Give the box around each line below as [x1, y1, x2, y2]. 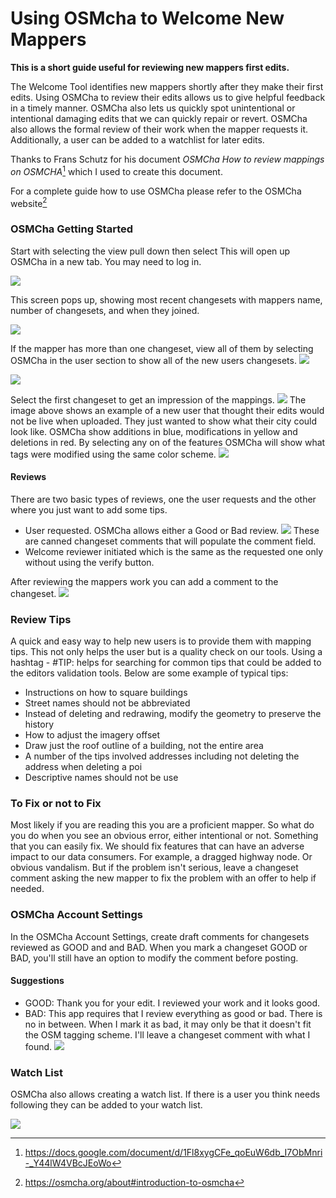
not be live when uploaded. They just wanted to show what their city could [10, 415, 318, 427]
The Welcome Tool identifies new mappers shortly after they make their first [10, 80, 324, 92]
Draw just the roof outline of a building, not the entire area [24, 740, 264, 752]
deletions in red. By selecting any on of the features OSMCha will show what [10, 436, 326, 448]
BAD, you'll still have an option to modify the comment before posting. [10, 952, 299, 964]
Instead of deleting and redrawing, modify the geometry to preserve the [24, 708, 322, 720]
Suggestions [10, 975, 65, 987]
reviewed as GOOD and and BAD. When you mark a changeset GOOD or [10, 941, 308, 953]
